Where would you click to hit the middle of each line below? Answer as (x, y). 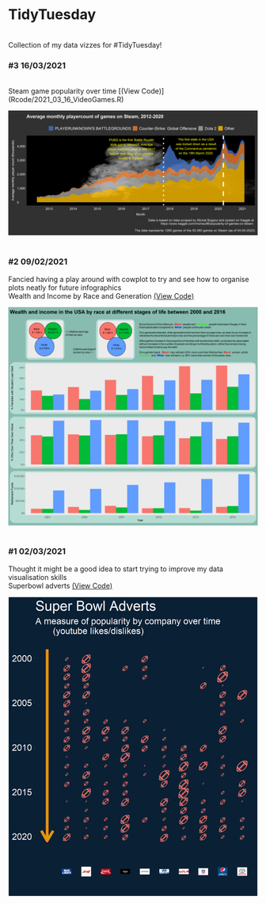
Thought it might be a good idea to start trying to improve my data (116, 569)
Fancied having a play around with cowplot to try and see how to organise (129, 279)
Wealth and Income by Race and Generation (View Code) (101, 296)
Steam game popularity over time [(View (74, 91)
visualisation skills (38, 577)
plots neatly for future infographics (65, 288)
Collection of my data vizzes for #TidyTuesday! (85, 44)
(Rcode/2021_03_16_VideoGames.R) (66, 100)
